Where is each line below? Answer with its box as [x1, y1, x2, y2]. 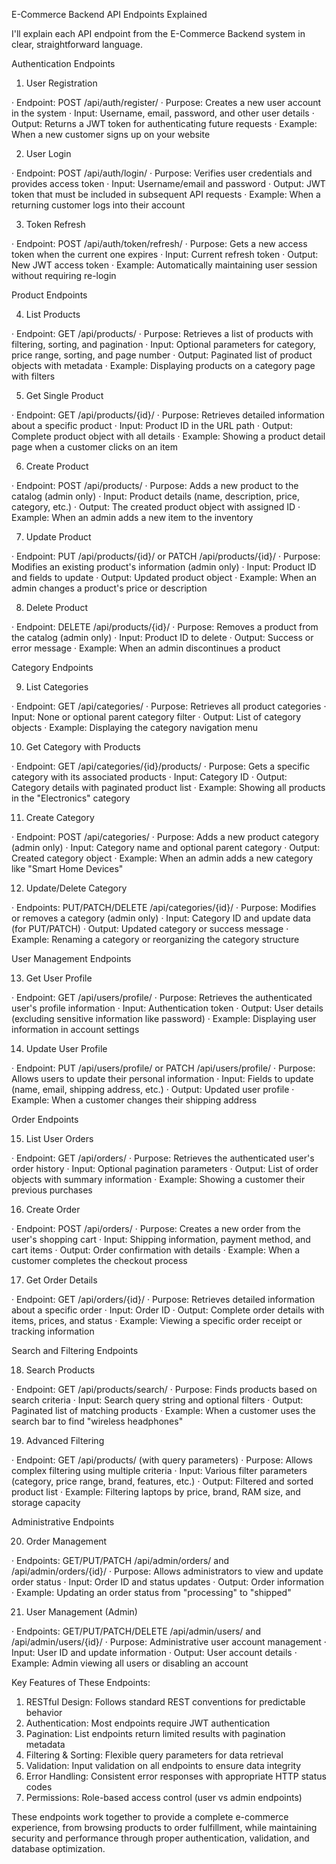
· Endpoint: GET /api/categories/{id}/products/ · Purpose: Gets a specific [11, 760, 311, 772]
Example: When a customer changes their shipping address [11, 1094, 258, 1106]
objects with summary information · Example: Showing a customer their [11, 1174, 306, 1185]
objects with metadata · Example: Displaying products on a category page [11, 360, 316, 371]
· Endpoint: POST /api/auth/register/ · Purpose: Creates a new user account [11, 97, 322, 108]
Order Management [25, 1535, 108, 1547]
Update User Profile [25, 1043, 108, 1054]
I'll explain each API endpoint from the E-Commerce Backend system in [11, 28, 306, 39]
